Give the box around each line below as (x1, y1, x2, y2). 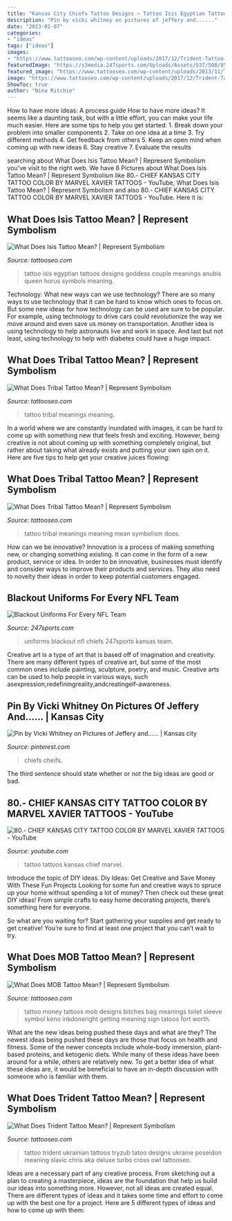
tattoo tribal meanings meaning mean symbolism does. (23, 529, 181, 537)
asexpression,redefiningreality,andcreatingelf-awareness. (7, 680, 171, 689)
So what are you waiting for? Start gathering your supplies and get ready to (7, 916, 222, 925)
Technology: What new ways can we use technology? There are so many (7, 290, 215, 298)
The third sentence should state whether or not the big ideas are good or (7, 770, 215, 778)
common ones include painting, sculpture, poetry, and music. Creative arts (7, 665, 220, 673)
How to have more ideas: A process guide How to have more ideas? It (7, 107, 206, 115)
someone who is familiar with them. (7, 1072, 108, 1080)
